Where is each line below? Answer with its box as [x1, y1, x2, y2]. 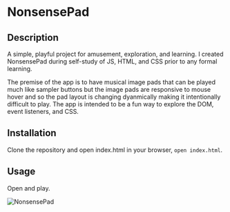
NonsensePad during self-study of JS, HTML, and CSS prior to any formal [7, 57, 218, 66]
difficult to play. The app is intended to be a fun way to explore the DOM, [7, 100, 214, 108]
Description [7, 32, 59, 44]
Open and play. [7, 184, 50, 192]
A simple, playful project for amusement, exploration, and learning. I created [7, 50, 224, 58]
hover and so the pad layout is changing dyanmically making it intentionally [7, 93, 221, 101]
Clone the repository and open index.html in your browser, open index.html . [7, 146, 223, 154]
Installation [7, 127, 57, 139]
